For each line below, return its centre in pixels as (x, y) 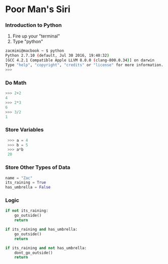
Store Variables (24, 130)
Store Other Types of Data (38, 167)
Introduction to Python (34, 25)
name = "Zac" (19, 178)
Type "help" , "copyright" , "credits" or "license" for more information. (85, 65)
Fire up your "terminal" (36, 36)
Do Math (16, 83)
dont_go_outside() (34, 253)
